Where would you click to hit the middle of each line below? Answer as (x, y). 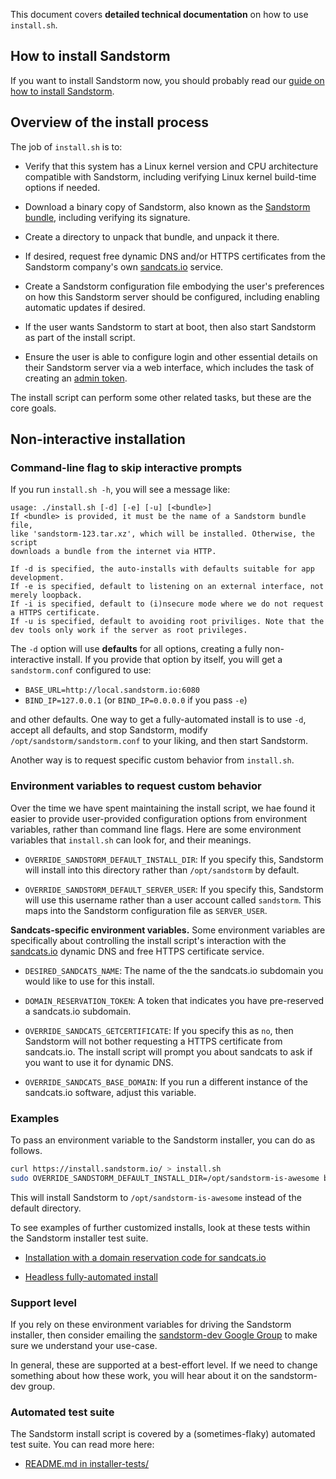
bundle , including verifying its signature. (107, 217)
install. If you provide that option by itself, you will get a (169, 660)
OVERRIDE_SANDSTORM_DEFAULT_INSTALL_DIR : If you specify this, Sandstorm (174, 859)
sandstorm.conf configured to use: (81, 670)
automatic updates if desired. (85, 307)
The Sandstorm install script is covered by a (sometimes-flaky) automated (163, 1434)
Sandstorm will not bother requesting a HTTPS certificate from (153, 1041)
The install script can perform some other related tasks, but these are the (161, 397)
